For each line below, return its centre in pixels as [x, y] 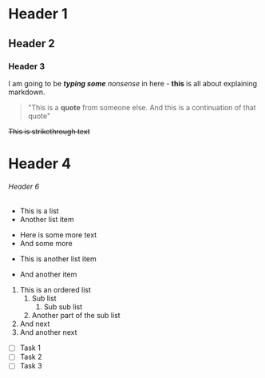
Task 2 [31, 357]
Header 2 [32, 44]
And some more [46, 244]
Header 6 [24, 186]
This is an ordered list [55, 290]
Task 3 [31, 366]
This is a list [40, 211]
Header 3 [27, 66]
